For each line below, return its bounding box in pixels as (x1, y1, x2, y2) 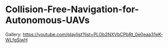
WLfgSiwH (5, 37, 28, 43)
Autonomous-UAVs (5, 14, 90, 26)
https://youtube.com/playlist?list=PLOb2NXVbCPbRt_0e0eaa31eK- (23, 31, 163, 37)
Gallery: (5, 31, 22, 37)
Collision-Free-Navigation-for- (5, 4, 139, 15)
